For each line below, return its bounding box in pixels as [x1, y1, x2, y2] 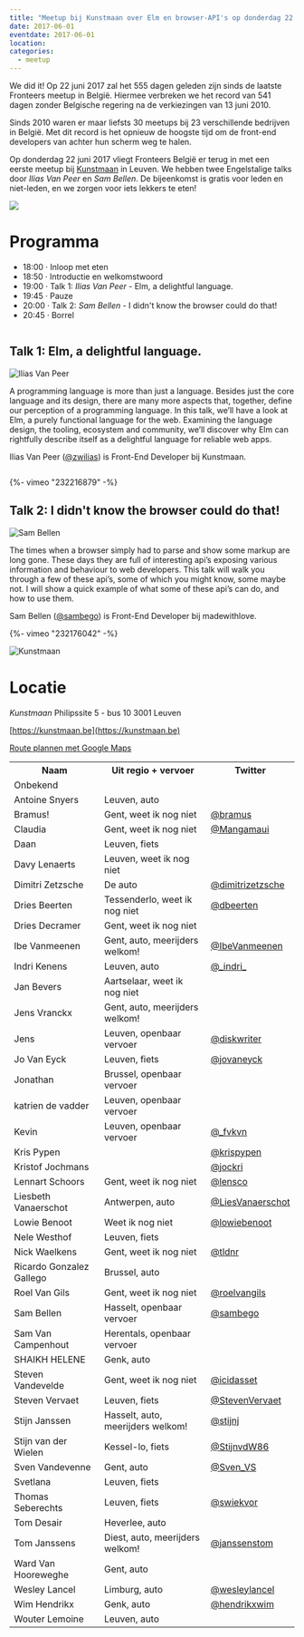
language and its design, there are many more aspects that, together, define [9, 395, 292, 406]
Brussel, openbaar [103, 1067, 183, 1080]
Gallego [14, 1271, 47, 1283]
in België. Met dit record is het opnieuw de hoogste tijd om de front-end [9, 127, 277, 137]
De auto [103, 878, 138, 891]
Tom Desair [14, 1516, 63, 1528]
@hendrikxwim [210, 1597, 274, 1610]
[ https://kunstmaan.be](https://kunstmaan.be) [9, 724, 181, 735]
